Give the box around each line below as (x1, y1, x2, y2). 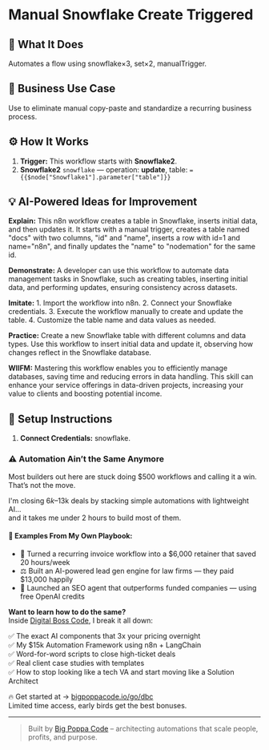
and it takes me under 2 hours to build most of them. (8, 513, 182, 522)
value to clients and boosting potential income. (8, 389, 163, 398)
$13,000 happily (19, 575, 74, 584)
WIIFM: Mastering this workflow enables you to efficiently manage (8, 363, 228, 373)
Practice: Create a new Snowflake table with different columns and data (8, 331, 247, 341)
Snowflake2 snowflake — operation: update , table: (19, 164, 188, 174)
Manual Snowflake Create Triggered (8, 6, 254, 24)
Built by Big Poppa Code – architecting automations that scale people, (27, 724, 259, 733)
